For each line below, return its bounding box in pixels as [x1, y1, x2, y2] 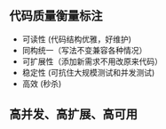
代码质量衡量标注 [9, 8, 103, 24]
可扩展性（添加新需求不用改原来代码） [21, 56, 162, 67]
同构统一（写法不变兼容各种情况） [21, 44, 147, 55]
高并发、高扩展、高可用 [9, 107, 138, 122]
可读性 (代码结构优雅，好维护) [21, 34, 131, 44]
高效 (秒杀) [21, 78, 62, 89]
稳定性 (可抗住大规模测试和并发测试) [21, 67, 155, 77]
